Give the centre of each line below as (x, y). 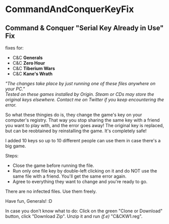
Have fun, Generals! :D (29, 201)
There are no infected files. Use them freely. (51, 191)
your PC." (15, 89)
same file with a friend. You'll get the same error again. (70, 176)
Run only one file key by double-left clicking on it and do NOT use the (85, 171)
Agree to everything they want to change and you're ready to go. (80, 182)
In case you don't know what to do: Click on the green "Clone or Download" (84, 211)
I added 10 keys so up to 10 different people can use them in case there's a (83, 141)
